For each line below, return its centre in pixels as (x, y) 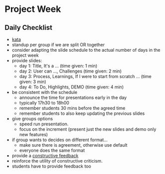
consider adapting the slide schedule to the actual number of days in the (86, 50)
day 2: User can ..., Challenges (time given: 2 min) (71, 71)
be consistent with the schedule (44, 92)
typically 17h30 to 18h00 (44, 103)
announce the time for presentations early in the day (73, 97)
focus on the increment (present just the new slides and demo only (88, 129)
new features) (34, 134)
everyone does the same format (52, 150)
